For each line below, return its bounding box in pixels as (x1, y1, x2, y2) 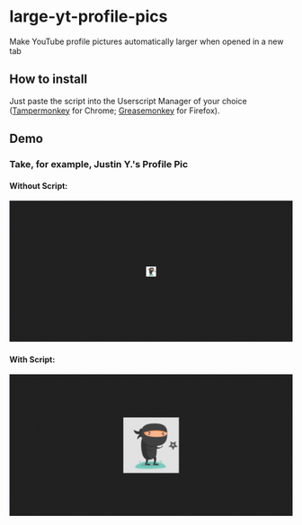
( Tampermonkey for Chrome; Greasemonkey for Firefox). (9, 105, 220, 116)
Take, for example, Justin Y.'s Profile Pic (9, 158, 189, 171)
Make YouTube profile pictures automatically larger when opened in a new (9, 36, 284, 47)
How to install (9, 72, 88, 87)
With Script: (9, 353, 56, 365)
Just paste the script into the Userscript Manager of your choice (9, 95, 247, 106)
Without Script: (9, 180, 68, 191)
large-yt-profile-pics (9, 6, 168, 27)
